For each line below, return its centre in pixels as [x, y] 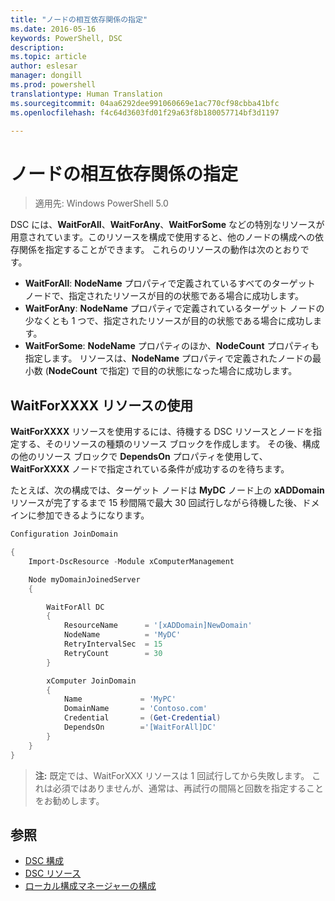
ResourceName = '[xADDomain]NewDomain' [158, 626]
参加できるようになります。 [93, 515]
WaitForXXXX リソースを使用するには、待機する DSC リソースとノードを [161, 432]
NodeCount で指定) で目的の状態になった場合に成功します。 [173, 371]
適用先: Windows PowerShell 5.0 [101, 203]
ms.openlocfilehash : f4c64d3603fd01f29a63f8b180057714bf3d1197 [145, 112]
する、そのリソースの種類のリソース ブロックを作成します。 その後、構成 [169, 444]
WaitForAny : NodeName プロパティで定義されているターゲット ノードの [174, 308]
